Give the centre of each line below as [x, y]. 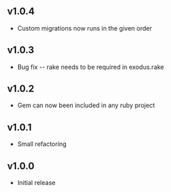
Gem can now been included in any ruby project [86, 105]
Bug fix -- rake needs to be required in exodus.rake [91, 67]
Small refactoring [42, 144]
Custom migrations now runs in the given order [84, 28]
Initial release [36, 183]
